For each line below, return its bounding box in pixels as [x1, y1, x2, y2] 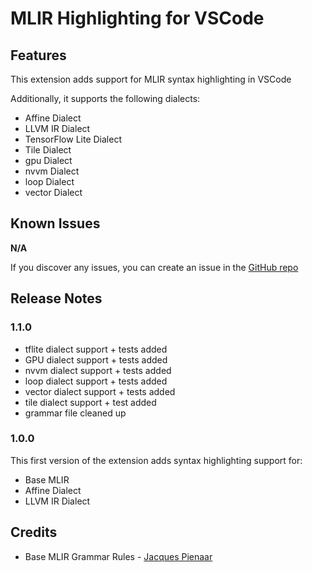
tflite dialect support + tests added [24, 343, 168, 355]
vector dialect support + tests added [24, 385, 176, 397]
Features [10, 47, 67, 64]
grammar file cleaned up [24, 407, 127, 419]
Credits [10, 524, 58, 541]
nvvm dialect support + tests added [24, 364, 172, 376]
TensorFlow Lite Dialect [24, 133, 122, 145]
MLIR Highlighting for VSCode [10, 7, 265, 30]
